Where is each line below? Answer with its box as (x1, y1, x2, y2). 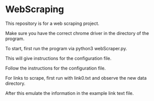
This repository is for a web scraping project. (5, 20, 100, 26)
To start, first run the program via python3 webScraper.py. (5, 45, 127, 51)
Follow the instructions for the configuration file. (5, 65, 106, 71)
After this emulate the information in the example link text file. (5, 90, 134, 96)
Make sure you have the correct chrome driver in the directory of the (5, 30, 149, 36)
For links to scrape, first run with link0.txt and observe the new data (5, 75, 147, 81)
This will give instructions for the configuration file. (5, 55, 112, 61)
